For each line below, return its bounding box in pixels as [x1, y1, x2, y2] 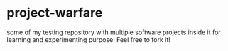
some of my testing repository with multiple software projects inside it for [6, 28, 221, 36]
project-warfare [6, 5, 103, 21]
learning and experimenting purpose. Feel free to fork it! [6, 35, 171, 43]
